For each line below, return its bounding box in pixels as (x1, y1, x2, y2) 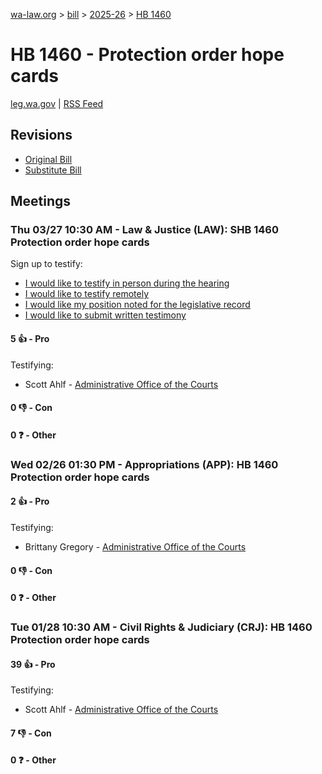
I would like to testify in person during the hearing (24, 277, 230, 289)
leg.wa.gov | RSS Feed (10, 97, 104, 109)
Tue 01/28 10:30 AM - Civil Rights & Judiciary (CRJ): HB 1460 (10, 620, 313, 634)
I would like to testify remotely (24, 288, 150, 300)
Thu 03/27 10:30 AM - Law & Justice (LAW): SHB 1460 (10, 223, 279, 237)
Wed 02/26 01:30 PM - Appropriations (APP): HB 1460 (10, 457, 279, 471)
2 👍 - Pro (10, 495, 50, 508)
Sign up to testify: (10, 258, 83, 270)
